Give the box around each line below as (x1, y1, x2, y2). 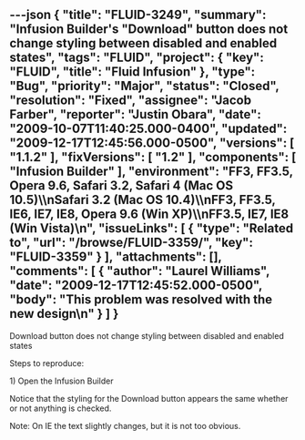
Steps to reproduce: (9, 357, 85, 368)
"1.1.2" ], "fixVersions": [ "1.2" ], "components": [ (9, 149, 297, 165)
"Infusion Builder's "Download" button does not (9, 22, 289, 37)
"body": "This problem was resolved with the (9, 292, 273, 308)
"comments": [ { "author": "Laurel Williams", (9, 263, 270, 279)
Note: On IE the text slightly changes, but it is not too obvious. (9, 420, 241, 431)
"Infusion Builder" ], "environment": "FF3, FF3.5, (9, 164, 293, 179)
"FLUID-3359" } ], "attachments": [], (9, 250, 222, 265)
